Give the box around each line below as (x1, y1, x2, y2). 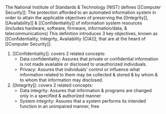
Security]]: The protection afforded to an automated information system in (5, 9, 156, 15)
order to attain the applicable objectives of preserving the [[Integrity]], (5, 15, 149, 20)
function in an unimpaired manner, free (19, 104, 100, 109)
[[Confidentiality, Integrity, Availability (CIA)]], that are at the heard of (5, 36, 146, 42)
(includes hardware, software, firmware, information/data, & (5, 25, 127, 31)
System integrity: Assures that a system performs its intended (19, 98, 146, 104)
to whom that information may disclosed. (19, 77, 103, 83)
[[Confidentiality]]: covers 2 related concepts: (12, 51, 106, 57)
